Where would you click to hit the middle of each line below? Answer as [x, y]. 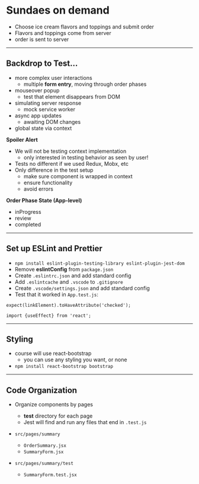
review [23, 218]
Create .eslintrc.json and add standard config [73, 275]
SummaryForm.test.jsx [50, 475]
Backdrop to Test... [42, 64]
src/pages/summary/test [44, 464]
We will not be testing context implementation [70, 151]
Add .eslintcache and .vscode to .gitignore [69, 281]
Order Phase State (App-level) [44, 200]
